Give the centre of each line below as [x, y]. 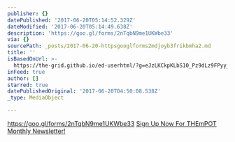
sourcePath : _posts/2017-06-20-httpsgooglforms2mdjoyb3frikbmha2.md [109, 46]
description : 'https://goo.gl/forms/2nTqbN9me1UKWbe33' [90, 33]
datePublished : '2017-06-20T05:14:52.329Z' [72, 20]
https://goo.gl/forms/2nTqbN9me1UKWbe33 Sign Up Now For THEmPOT [112, 124]
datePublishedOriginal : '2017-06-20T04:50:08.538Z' [84, 91]
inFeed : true [26, 72]
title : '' [22, 53]
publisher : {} [28, 14]
